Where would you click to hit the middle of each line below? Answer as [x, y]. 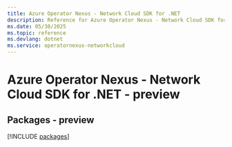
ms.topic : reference [37, 33]
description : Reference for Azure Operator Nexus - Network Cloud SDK [111, 20]
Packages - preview [51, 120]
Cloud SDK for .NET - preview [94, 95]
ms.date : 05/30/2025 [37, 26]
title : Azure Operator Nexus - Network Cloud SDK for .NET [94, 13]
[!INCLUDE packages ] [38, 136]
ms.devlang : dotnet [35, 39]
